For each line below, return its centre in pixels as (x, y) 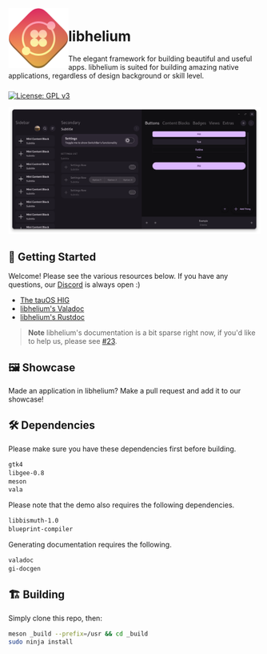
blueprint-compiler (41, 529)
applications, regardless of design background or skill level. (106, 75)
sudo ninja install (41, 642)
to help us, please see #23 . (72, 341)
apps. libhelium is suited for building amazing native (153, 67)
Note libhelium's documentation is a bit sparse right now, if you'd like (141, 333)
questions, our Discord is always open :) (74, 285)
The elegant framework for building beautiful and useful (160, 59)
